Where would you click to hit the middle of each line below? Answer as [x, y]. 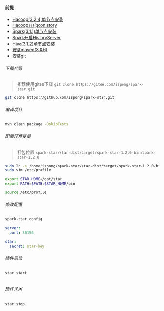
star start [16, 273]
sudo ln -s [16, 166]
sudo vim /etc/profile [28, 170]
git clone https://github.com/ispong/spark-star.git [60, 98]
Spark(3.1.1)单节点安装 [34, 31]
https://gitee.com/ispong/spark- [110, 85]
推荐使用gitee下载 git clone [45, 84]
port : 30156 [22, 233]
